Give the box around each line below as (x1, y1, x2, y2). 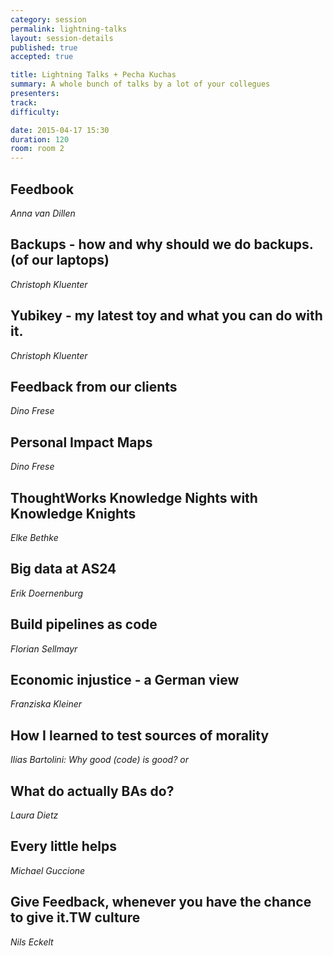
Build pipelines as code (10, 616, 158, 633)
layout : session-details (10, 33, 114, 43)
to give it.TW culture (10, 909, 141, 926)
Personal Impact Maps (10, 434, 153, 451)
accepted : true (10, 52, 74, 62)
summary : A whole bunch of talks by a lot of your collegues (10, 79, 271, 90)
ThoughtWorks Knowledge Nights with (10, 489, 258, 506)
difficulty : (10, 107, 60, 117)
